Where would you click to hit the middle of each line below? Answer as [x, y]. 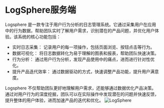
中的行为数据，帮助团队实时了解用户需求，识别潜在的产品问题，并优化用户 [80, 30]
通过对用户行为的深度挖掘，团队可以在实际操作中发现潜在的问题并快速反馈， [82, 94]
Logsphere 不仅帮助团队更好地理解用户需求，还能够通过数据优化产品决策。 [81, 88]
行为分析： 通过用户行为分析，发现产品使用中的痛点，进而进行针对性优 [83, 59]
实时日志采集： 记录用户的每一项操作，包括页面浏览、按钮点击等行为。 [83, 47]
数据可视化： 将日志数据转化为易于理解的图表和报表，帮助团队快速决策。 [85, 53]
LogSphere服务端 [41, 10]
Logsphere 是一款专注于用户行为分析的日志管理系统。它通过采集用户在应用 [81, 24]
